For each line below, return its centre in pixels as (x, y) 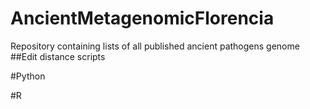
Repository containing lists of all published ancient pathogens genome (155, 46)
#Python (28, 76)
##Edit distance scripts (58, 56)
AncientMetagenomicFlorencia (142, 18)
